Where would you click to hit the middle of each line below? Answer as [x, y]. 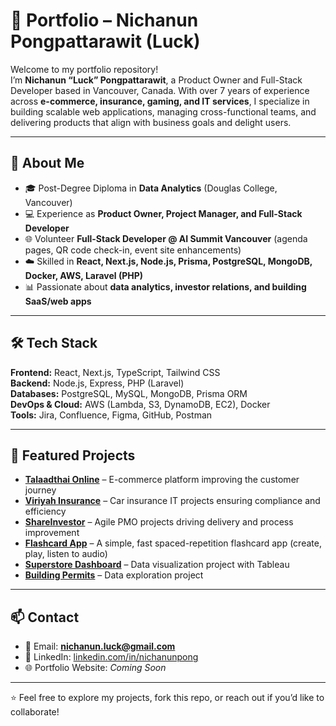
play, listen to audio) [66, 554]
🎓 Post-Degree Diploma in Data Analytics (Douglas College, [151, 188]
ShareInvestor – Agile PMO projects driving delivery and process [159, 522]
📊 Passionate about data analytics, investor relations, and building [165, 286]
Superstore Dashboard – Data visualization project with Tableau [157, 565]
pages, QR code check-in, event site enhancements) [133, 250]
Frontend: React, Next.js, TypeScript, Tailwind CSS [115, 372]
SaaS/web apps [58, 301]
